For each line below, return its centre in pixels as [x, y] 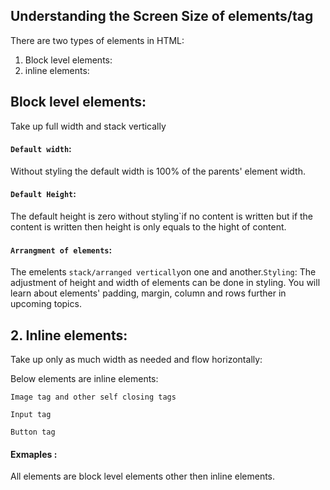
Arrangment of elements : [61, 250]
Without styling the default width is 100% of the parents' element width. [158, 171]
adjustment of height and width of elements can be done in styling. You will [165, 283]
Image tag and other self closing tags [93, 397]
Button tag [33, 432]
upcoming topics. [46, 304]
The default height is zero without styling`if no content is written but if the [162, 216]
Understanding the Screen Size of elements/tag [162, 16]
